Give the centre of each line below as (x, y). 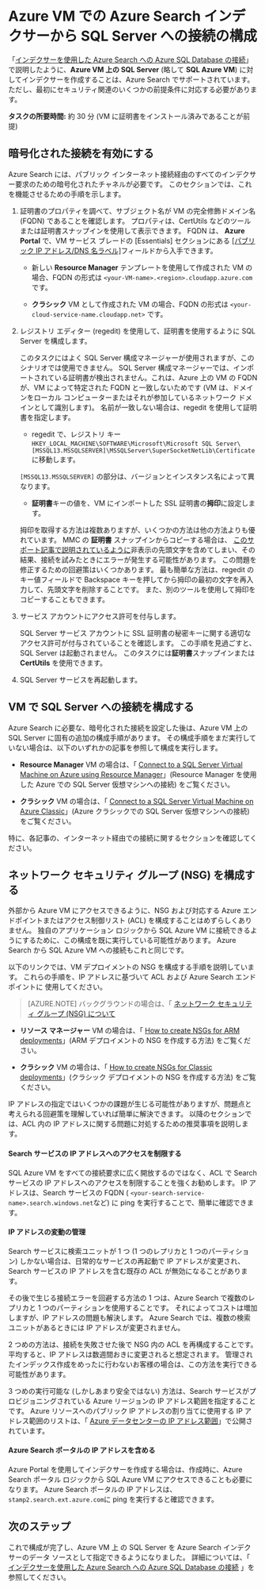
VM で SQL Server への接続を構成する (101, 707)
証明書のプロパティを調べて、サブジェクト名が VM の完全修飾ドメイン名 (137, 210)
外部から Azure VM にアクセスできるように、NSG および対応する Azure (125, 910)
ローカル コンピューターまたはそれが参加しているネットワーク (135, 397)
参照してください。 (40, 1577)
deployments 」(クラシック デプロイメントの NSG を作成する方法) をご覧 (138, 1077)
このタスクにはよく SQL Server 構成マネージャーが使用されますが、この (137, 357)
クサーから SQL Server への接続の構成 (133, 36)
